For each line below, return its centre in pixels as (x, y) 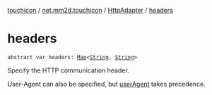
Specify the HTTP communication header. (68, 70)
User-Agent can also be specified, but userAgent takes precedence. (107, 84)
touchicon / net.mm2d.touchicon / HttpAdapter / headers (90, 10)
